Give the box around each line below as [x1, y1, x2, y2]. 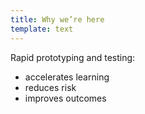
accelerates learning [24, 71, 110, 83]
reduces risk [24, 81, 77, 93]
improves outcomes [24, 92, 107, 104]
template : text [10, 24, 74, 34]
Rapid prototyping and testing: [10, 51, 136, 63]
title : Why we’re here [10, 14, 105, 25]
